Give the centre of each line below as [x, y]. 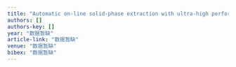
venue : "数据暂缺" [32, 46]
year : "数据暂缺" [31, 33]
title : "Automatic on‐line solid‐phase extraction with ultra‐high [108, 14]
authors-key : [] [31, 27]
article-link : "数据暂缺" [43, 40]
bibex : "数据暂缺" [32, 53]
